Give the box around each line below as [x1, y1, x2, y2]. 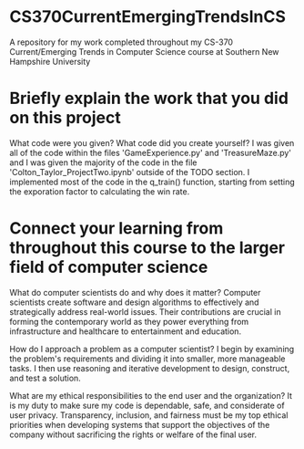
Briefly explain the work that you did [9, 89, 289, 109]
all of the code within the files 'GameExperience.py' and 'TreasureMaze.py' [9, 147, 292, 158]
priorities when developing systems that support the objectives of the [9, 419, 270, 430]
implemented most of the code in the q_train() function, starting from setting [9, 176, 295, 187]
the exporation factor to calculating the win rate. [9, 185, 190, 197]
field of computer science [9, 257, 208, 277]
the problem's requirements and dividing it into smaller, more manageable [9, 353, 286, 364]
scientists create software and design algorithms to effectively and [9, 297, 259, 308]
